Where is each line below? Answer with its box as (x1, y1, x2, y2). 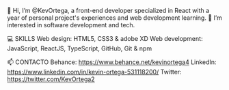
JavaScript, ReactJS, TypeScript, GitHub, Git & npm (7, 44, 152, 52)
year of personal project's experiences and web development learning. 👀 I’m (7, 14, 222, 22)
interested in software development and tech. (7, 21, 135, 29)
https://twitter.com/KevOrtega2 (7, 75, 95, 83)
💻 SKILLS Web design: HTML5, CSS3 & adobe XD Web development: (7, 35, 203, 42)
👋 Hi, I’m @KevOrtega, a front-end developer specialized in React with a (7, 7, 210, 14)
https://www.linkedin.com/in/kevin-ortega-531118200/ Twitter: (7, 68, 183, 76)
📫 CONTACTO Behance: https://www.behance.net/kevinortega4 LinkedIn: (7, 58, 217, 66)
